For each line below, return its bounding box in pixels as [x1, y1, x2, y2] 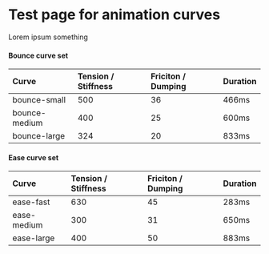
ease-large [12, 232, 55, 244]
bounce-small [12, 95, 66, 106]
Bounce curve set [8, 50, 69, 60]
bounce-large [12, 131, 66, 142]
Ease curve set [8, 152, 59, 162]
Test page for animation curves [8, 6, 221, 24]
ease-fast [12, 196, 50, 208]
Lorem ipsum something [8, 32, 88, 42]
